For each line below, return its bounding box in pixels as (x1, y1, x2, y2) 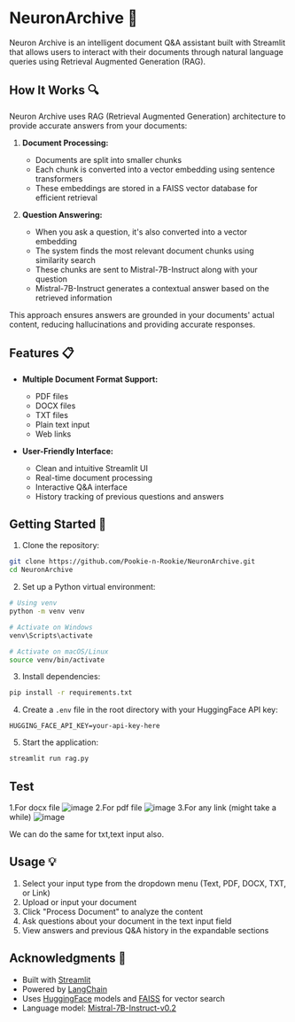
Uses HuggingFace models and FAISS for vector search (21, 993, 226, 1003)
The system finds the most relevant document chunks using (35, 245, 254, 256)
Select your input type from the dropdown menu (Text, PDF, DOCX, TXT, (21, 878, 286, 888)
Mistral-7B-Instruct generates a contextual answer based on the (35, 283, 270, 293)
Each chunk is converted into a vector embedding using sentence (35, 164, 276, 174)
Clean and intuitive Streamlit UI (35, 462, 149, 473)
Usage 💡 (9, 855, 57, 870)
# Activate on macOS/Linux (9, 646, 109, 656)
